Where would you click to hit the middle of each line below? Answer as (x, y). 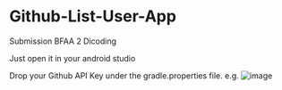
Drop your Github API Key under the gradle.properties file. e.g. (124, 75)
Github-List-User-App (93, 16)
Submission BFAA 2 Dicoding (63, 41)
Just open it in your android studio (73, 58)
